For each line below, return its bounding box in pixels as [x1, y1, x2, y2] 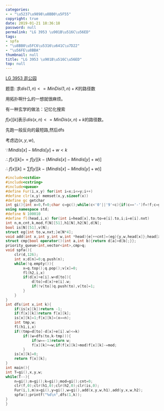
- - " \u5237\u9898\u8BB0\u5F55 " [5, 12, 71, 17]
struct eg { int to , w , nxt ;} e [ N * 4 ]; [5, 230, 73, 234]
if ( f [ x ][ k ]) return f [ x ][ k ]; [14, 311, 71, 316]
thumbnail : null [5, 52, 38, 57]
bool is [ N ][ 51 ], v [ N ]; [5, 225, 50, 230]
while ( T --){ [5, 374, 30, 379]
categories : [5, 7, 30, 12]
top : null [5, 61, 26, 66]
